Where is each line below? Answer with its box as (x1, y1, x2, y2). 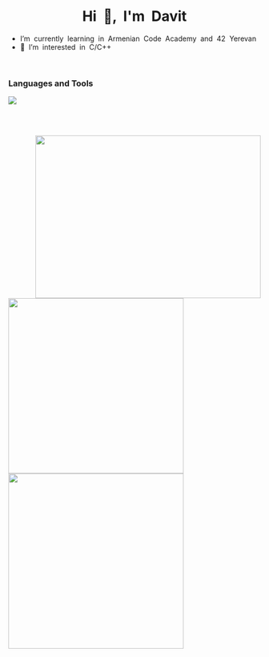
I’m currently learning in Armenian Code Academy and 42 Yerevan (19, 34, 257, 43)
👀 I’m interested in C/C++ (19, 42, 112, 51)
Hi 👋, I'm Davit (82, 7, 187, 26)
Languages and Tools (8, 78, 94, 89)
